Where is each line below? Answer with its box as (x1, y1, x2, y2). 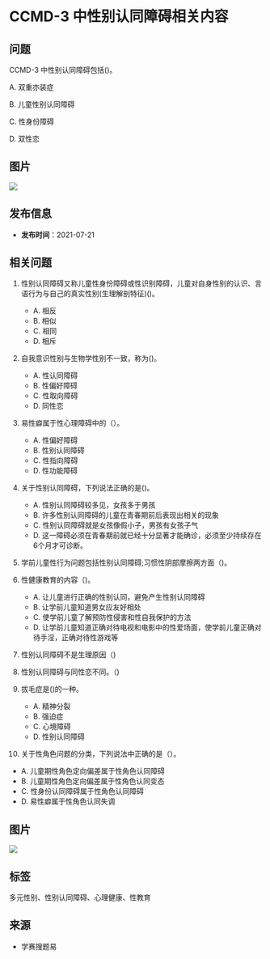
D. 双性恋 (9, 134, 40, 143)
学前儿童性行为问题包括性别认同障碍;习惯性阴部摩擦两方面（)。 (20, 558, 232, 567)
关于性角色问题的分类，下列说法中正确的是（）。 (20, 749, 181, 759)
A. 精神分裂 (32, 702, 71, 711)
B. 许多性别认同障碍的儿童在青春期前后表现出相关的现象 (32, 511, 219, 520)
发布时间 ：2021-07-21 (20, 230, 95, 240)
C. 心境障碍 (32, 722, 71, 732)
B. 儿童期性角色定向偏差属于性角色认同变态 (20, 776, 165, 786)
